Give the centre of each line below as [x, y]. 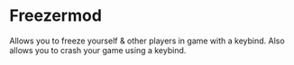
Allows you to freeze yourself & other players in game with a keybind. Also [147, 41]
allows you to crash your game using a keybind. [98, 50]
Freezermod [55, 16]
